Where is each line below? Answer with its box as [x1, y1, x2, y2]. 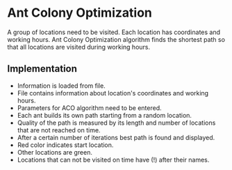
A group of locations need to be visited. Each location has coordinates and [7, 28, 221, 36]
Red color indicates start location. [17, 141, 114, 149]
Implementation [7, 63, 78, 75]
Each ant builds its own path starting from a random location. [17, 111, 192, 119]
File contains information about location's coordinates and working [17, 88, 209, 97]
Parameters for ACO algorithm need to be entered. [17, 103, 162, 112]
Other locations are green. [17, 148, 92, 156]
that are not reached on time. [17, 125, 101, 134]
